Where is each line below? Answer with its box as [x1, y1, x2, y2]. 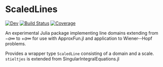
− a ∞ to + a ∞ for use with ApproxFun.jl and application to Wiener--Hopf [5, 35, 152, 41]
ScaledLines [5, 4, 58, 15]
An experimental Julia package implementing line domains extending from [5, 30, 158, 36]
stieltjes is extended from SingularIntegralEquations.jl [5, 55, 119, 61]
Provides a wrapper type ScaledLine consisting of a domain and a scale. [5, 50, 154, 56]
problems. [5, 40, 26, 46]
